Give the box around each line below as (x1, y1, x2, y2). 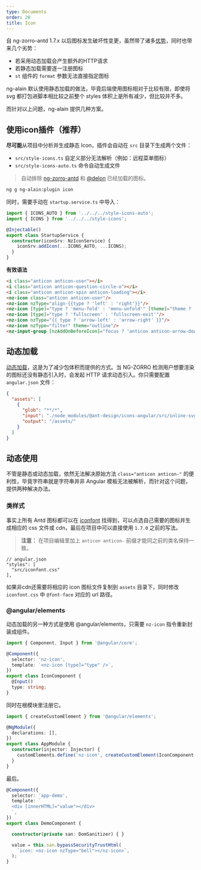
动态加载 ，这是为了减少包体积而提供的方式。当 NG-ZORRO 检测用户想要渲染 (6, 364, 195, 371)
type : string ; (11, 685, 47, 691)
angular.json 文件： (6, 379, 56, 386)
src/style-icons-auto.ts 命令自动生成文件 (14, 162, 121, 169)
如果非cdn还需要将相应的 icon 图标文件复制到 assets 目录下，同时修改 (6, 583, 179, 590)
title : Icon (6, 20, 36, 26)
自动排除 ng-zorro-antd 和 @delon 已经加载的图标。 (20, 175, 150, 182)
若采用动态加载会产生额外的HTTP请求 (14, 58, 108, 65)
